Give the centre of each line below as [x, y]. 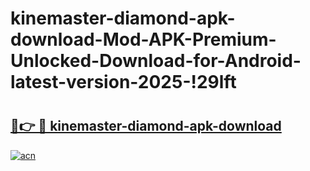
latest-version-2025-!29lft [123, 82]
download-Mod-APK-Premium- [143, 39]
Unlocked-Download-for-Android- [156, 61]
